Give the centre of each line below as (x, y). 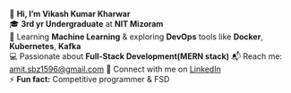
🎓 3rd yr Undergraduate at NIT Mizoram (86, 24)
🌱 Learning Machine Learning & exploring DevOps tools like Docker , (137, 37)
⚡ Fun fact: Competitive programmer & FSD (90, 79)
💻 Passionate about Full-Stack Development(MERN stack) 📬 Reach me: (146, 56)
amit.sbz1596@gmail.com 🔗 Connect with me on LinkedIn (115, 69)
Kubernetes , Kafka (45, 46)
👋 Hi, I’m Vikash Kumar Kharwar (70, 14)
